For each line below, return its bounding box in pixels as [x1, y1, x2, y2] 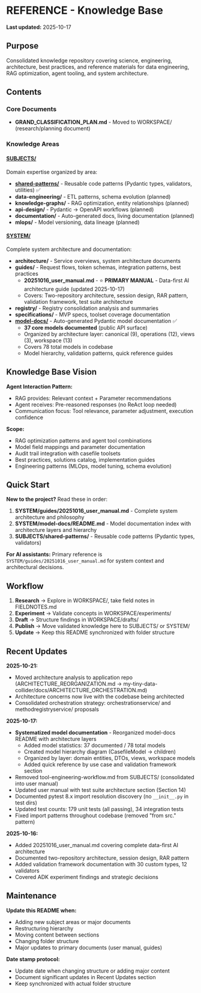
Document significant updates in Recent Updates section [14, 973, 156, 980]
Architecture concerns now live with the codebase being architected [14, 693, 185, 700]
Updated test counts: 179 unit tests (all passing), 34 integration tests [14, 806, 184, 813]
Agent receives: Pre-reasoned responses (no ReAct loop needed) [14, 400, 177, 408]
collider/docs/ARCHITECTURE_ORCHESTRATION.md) [14, 687, 148, 694]
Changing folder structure [14, 937, 79, 944]
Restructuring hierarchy [14, 925, 74, 932]
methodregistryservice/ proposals [14, 706, 99, 713]
